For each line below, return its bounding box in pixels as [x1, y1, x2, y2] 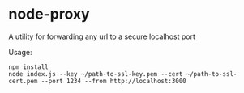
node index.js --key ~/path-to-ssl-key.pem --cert [8, 70, 183, 78]
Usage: [8, 47, 32, 57]
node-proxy [8, 5, 91, 23]
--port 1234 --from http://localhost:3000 [41, 77, 186, 85]
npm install [8, 62, 49, 71]
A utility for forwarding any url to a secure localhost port [8, 32, 196, 41]
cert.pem [8, 77, 38, 85]
